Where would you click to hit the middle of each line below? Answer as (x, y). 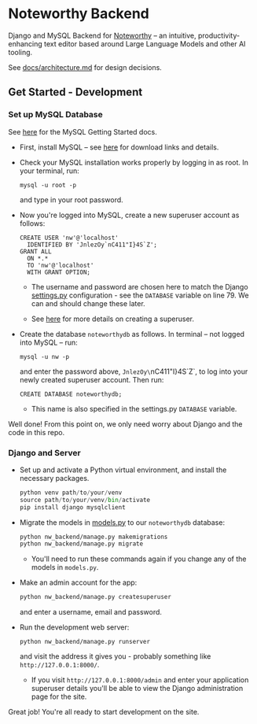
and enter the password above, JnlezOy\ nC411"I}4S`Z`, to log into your (134, 371)
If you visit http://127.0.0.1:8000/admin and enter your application (140, 680)
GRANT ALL (36, 251)
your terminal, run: (50, 171)
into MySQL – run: (49, 342)
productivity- (219, 35)
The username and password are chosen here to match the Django (140, 286)
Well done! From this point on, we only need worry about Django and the (125, 424)
